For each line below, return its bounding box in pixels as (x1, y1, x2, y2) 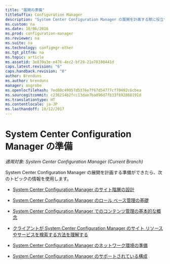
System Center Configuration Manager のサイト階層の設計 (12, 186, 135, 192)
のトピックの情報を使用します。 (5, 176, 72, 182)
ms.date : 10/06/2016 (5, 26, 49, 31)
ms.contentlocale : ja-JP (5, 102, 58, 107)
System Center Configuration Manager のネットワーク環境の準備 (12, 242, 148, 248)
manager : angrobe (5, 83, 42, 88)
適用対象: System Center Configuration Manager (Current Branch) (5, 158, 143, 164)
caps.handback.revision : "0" (5, 69, 67, 74)
